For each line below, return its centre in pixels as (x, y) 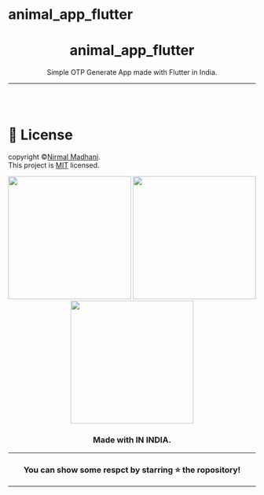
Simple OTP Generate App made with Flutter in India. (132, 72)
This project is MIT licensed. (54, 165)
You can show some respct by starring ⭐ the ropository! (132, 470)
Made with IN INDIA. (132, 440)
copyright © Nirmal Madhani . (54, 157)
